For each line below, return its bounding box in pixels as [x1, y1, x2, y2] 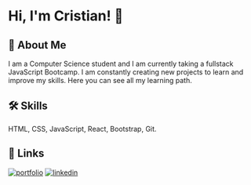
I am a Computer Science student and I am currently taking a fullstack [8, 59, 234, 68]
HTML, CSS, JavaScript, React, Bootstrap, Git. [8, 124, 157, 133]
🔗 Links [8, 147, 45, 160]
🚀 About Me [8, 38, 67, 52]
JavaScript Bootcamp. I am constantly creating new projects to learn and [8, 67, 244, 77]
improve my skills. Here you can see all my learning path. [8, 76, 192, 85]
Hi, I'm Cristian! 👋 [8, 7, 124, 25]
